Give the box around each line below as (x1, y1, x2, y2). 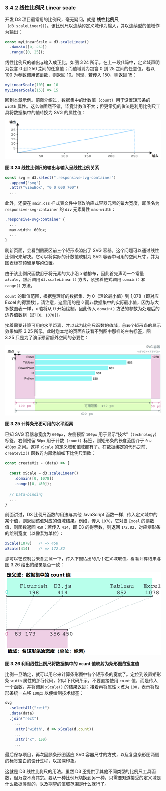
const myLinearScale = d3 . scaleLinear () (5, 40, 90, 45)
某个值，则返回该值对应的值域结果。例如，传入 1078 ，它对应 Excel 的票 (5, 518, 150, 524)
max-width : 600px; (9, 227, 48, 232)
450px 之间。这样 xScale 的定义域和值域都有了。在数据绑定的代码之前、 (5, 444, 150, 450)
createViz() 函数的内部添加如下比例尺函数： (5, 450, 96, 456)
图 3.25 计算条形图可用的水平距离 (5, 421, 73, 427)
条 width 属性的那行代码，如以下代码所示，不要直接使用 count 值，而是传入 (5, 678, 158, 684)
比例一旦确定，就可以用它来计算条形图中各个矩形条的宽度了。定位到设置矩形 (5, 671, 161, 677)
